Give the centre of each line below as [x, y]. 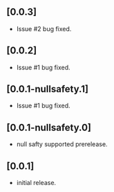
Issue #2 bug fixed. [44, 28]
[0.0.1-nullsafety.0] [49, 127]
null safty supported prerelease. [62, 144]
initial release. [36, 183]
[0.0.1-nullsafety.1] [48, 89]
